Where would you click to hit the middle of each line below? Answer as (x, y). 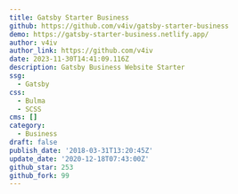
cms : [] (24, 117)
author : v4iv (33, 42)
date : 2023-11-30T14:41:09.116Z (69, 59)
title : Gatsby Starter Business (69, 17)
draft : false (33, 142)
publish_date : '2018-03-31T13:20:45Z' (81, 150)
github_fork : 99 (39, 175)
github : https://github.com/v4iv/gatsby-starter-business (119, 26)
